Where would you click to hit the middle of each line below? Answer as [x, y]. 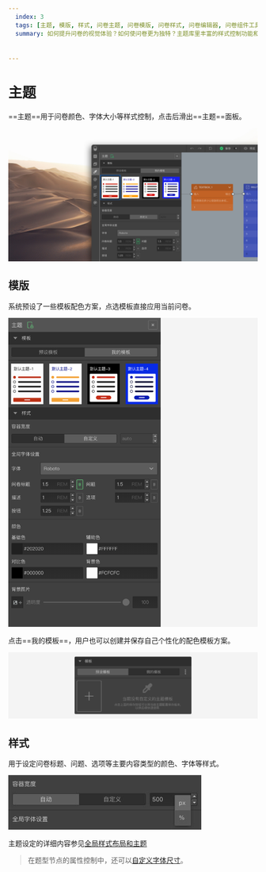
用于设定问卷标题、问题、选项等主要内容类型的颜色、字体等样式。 [116, 764]
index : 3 [30, 17]
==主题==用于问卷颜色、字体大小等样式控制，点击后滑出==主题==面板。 [127, 117]
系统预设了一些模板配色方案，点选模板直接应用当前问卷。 [102, 306]
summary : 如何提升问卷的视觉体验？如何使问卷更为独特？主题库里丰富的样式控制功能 [134, 33]
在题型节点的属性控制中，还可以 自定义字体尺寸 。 [107, 860]
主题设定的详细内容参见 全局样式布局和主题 [78, 843]
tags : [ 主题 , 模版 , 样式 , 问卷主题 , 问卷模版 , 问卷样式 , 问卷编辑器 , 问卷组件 [132, 25]
